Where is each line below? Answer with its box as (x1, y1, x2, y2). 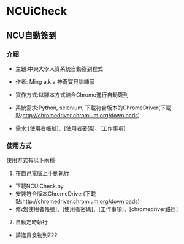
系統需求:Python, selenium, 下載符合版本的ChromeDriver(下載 (15, 104, 172, 111)
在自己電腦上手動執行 (15, 169, 69, 177)
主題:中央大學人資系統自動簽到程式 (15, 65, 103, 72)
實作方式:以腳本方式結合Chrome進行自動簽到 (15, 91, 129, 98)
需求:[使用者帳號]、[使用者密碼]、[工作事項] (15, 124, 126, 132)
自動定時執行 (15, 218, 48, 226)
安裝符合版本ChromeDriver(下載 (15, 190, 96, 198)
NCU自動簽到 (6, 30, 57, 40)
